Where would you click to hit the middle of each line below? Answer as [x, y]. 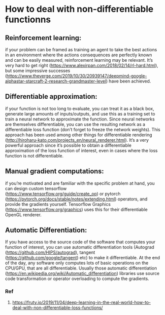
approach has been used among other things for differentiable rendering [79, 135]
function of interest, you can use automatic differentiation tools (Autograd [80, 247]
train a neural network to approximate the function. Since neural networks [80, 119]
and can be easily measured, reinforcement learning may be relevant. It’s [79, 60]
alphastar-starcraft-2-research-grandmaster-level [56, 81]
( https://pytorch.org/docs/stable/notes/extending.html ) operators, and [76, 199]
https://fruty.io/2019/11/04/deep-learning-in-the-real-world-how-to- [82, 302]
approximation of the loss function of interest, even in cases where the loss [81, 150]
